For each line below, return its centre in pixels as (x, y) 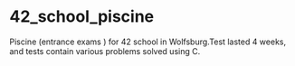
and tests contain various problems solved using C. (105, 51)
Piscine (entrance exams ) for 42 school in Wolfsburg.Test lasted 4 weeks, (148, 42)
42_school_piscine (82, 17)
